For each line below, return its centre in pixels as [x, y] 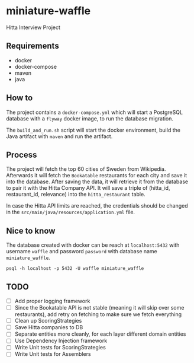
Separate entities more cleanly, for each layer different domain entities [100, 334]
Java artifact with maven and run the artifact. [59, 136]
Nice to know [31, 230]
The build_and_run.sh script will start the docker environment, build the [93, 130]
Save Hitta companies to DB [49, 327]
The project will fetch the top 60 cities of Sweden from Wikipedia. [86, 169]
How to [20, 98]
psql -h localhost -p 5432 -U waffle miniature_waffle [75, 269]
